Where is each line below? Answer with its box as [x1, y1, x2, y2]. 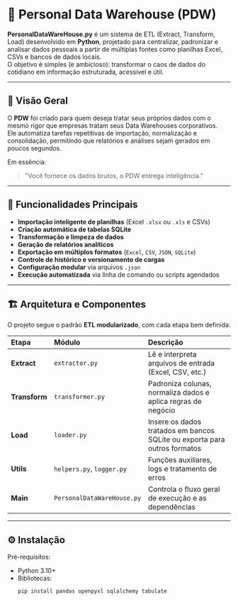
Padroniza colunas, [147, 379, 212, 389]
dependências [147, 502, 196, 512]
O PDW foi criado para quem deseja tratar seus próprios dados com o [7, 114, 211, 122]
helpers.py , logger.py [54, 464, 127, 474]
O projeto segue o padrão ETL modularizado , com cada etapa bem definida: [7, 321, 231, 329]
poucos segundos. [7, 143, 62, 152]
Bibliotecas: [17, 574, 52, 583]
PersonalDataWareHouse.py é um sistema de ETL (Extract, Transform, [7, 30, 216, 38]
